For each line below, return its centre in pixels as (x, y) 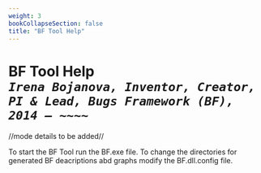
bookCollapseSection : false (56, 24)
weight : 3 (25, 16)
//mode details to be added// (56, 136)
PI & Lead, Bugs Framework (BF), (121, 101)
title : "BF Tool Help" (47, 31)
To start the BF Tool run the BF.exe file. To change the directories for (123, 152)
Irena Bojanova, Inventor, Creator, (132, 86)
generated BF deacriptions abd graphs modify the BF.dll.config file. (121, 161)
